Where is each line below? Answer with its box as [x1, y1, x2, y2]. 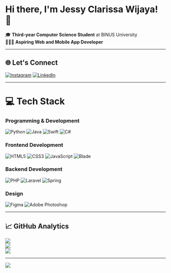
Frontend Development [5, 142, 64, 149]
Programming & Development [5, 117, 80, 124]
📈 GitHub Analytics [5, 222, 69, 230]
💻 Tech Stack [5, 95, 65, 107]
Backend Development [5, 166, 63, 173]
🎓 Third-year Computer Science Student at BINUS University [5, 32, 137, 38]
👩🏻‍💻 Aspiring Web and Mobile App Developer [5, 39, 103, 45]
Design [5, 190, 23, 197]
